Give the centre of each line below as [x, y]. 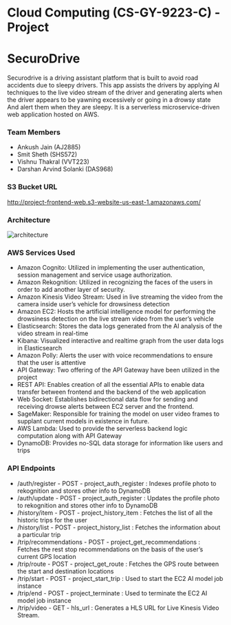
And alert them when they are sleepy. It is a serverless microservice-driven [113, 107]
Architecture [29, 220]
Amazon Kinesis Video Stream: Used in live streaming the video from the [120, 297]
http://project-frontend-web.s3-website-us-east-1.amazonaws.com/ [104, 202]
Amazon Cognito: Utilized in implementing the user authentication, [111, 268]
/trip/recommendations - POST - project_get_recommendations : [109, 542]
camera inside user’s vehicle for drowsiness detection [93, 304]
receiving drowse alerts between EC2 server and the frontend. [106, 407]
